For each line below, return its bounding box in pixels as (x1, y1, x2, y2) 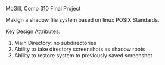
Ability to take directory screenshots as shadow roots (14, 45, 145, 53)
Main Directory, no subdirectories (14, 40, 96, 46)
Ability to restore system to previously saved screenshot (14, 52, 152, 58)
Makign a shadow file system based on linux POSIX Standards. (5, 17, 160, 23)
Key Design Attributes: (5, 28, 61, 35)
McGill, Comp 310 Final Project (5, 5, 81, 12)
